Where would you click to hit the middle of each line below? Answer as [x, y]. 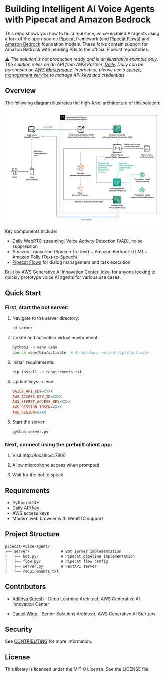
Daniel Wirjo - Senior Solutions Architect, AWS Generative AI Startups [84, 614]
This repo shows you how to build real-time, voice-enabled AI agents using [82, 33]
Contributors [26, 587]
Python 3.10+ [26, 503]
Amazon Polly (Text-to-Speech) [45, 257]
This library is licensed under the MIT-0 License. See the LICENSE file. [77, 669]
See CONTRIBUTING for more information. [49, 641]
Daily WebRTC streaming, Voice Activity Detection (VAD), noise [77, 241]
